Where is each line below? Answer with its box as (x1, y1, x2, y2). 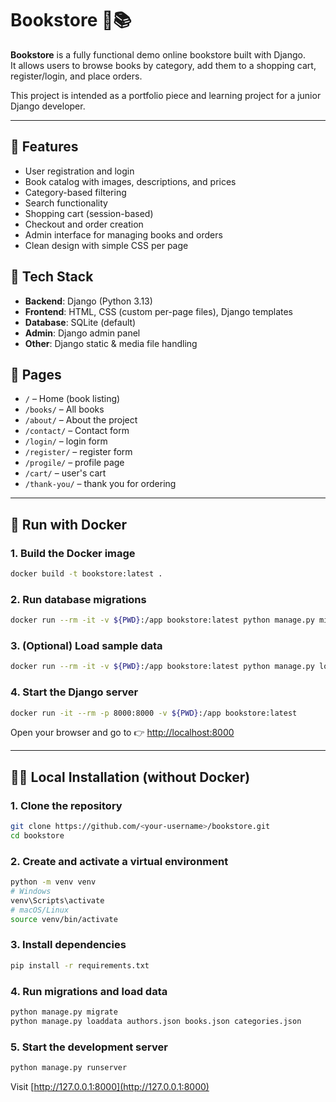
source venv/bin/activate (10, 914, 118, 924)
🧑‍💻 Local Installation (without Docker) (10, 768, 251, 786)
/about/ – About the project (24, 414, 138, 426)
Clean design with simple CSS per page (24, 239, 189, 251)
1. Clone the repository (10, 798, 123, 812)
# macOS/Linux (10, 905, 70, 915)
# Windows (10, 887, 52, 897)
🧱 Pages (10, 366, 62, 383)
